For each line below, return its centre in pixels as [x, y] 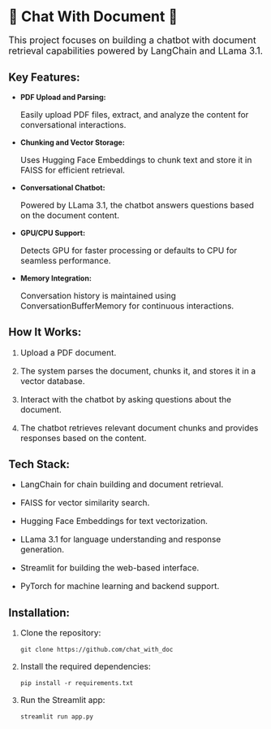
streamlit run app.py [56, 717]
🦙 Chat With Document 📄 [93, 17]
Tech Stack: [39, 464]
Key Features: [44, 78]
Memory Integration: [56, 278]
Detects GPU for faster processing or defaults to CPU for [129, 250]
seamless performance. [65, 260]
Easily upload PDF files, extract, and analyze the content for [134, 115]
